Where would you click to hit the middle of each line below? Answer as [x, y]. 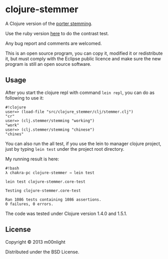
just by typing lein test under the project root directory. [65, 149]
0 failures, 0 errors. [29, 204]
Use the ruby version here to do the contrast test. [57, 33]
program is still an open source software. [49, 64]
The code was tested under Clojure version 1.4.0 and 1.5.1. [66, 214]
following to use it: [25, 98]
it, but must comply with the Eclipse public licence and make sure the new [83, 58]
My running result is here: [32, 159]
